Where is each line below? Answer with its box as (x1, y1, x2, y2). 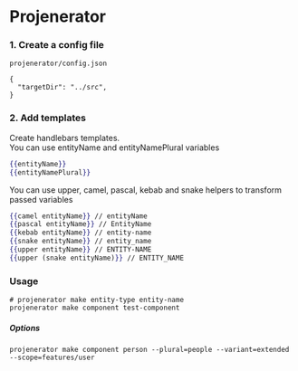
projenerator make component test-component (9, 303, 180, 313)
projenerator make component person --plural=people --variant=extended (9, 346, 290, 355)
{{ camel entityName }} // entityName (9, 211, 148, 221)
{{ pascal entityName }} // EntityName (9, 220, 152, 229)
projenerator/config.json (9, 59, 107, 69)
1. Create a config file (9, 39, 104, 52)
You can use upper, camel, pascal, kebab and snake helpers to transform (9, 184, 283, 195)
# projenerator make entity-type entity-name (9, 296, 184, 305)
